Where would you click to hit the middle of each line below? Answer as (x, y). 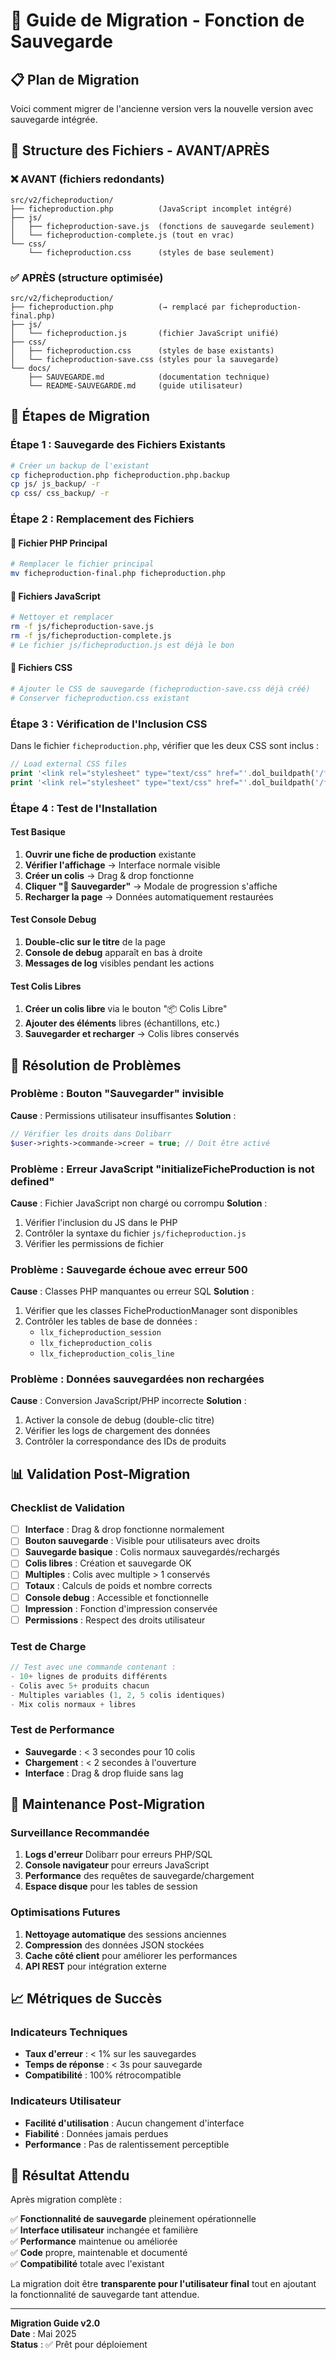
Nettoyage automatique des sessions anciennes (125, 1934)
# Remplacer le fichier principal (82, 564)
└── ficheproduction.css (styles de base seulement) (151, 252)
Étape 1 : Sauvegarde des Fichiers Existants (118, 445)
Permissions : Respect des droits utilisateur (115, 1620)
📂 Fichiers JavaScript (55, 596)
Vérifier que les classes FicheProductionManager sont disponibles (161, 1311)
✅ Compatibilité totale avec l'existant (87, 2264)
